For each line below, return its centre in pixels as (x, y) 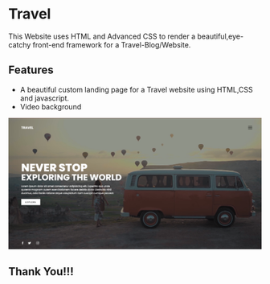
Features (31, 70)
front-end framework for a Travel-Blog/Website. (112, 44)
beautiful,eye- (220, 36)
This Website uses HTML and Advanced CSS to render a (102, 36)
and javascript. (45, 98)
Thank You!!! (41, 272)
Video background (51, 106)
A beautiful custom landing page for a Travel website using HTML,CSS (136, 89)
